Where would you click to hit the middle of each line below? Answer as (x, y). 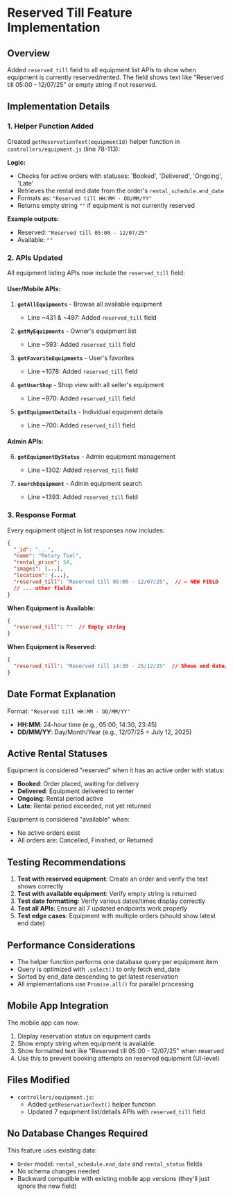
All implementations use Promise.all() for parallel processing (105, 984)
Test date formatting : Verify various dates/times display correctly (111, 901)
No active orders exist (49, 833)
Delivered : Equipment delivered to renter (76, 791)
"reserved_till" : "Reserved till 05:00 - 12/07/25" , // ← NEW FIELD (116, 582)
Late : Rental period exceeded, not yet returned (84, 806)
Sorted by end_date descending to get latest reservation (97, 977)
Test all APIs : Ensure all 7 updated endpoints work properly (102, 909)
